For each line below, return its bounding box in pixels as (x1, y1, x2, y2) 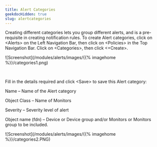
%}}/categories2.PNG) (5, 136, 51, 142)
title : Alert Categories (5, 7, 56, 12)
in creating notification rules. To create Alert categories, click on (23, 35, 153, 41)
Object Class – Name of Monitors (5, 98, 72, 104)
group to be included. (5, 122, 48, 127)
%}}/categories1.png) (5, 60, 48, 66)
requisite (5, 35, 23, 41)
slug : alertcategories (5, 16, 51, 21)
